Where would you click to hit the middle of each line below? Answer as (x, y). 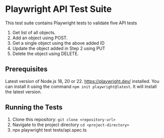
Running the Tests (34, 107)
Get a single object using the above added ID (58, 43)
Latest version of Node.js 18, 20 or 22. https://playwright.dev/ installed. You (82, 81)
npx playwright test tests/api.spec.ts (49, 130)
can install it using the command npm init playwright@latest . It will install (81, 86)
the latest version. (24, 92)
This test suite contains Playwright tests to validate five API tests (71, 23)
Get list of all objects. (34, 32)
